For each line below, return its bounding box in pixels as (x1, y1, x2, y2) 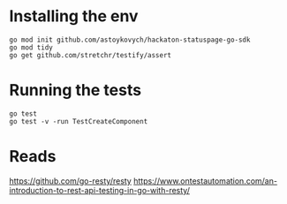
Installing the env (9, 6, 139, 26)
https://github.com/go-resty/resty (9, 175, 132, 186)
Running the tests (9, 80, 142, 101)
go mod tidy (9, 42, 53, 52)
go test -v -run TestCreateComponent (9, 117, 148, 125)
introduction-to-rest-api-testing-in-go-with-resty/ (9, 185, 190, 195)
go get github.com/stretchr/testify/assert (9, 50, 172, 59)
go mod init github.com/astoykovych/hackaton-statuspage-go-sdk (9, 35, 251, 44)
